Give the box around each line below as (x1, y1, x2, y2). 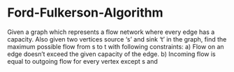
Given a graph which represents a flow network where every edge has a (7, 28, 215, 36)
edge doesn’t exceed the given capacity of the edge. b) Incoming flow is (7, 50, 216, 58)
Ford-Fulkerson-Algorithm (7, 5, 163, 21)
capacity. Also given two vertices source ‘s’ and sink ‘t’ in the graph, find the (7, 35, 227, 43)
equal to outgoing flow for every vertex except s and (7, 57, 159, 65)
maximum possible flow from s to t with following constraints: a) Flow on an (7, 42, 225, 51)
